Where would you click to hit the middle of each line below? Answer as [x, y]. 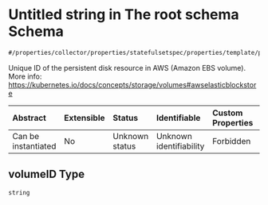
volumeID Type [47, 174]
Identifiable [178, 118]
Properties [233, 122]
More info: [25, 76]
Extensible [84, 118]
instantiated [34, 146]
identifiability [180, 146]
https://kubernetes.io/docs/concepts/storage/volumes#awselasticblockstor [132, 84]
